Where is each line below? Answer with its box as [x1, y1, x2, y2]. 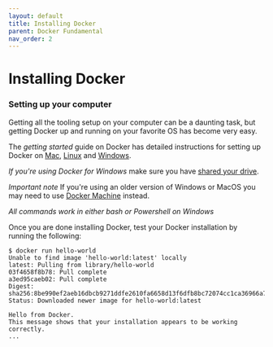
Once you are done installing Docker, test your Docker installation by [8, 222, 238, 232]
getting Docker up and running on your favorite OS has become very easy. [8, 125, 258, 135]
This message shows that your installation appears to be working [8, 318, 238, 326]
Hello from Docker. [8, 310, 75, 318]
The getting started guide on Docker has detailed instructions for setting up [8, 142, 262, 152]
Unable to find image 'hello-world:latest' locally [8, 253, 187, 261]
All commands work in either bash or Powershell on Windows [8, 206, 214, 216]
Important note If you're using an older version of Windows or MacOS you [8, 182, 256, 191]
